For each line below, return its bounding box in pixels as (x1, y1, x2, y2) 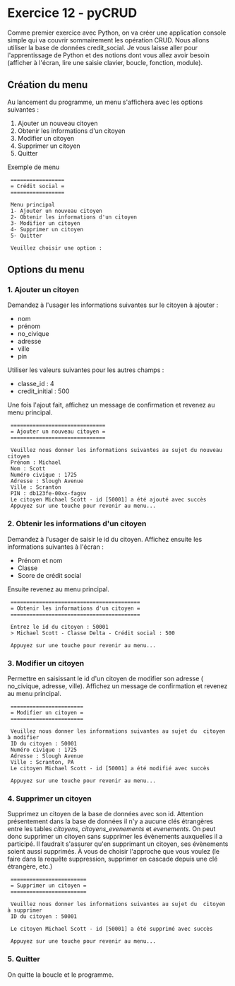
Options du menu (7, 264, 85, 276)
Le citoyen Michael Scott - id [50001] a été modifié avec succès (10, 765, 210, 772)
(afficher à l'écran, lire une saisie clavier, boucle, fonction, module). (7, 58, 203, 66)
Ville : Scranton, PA (10, 759, 74, 766)
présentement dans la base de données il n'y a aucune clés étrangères (7, 817, 214, 825)
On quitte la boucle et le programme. (7, 970, 114, 979)
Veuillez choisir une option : (10, 244, 102, 252)
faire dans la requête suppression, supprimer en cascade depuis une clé (7, 854, 218, 864)
